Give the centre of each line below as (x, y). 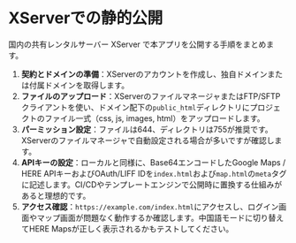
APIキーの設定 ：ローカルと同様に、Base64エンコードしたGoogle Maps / (153, 162)
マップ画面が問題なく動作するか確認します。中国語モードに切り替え (160, 217)
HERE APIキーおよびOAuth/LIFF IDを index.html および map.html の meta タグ (154, 173)
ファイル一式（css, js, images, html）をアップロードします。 (155, 118)
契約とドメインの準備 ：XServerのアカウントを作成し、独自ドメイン (144, 74)
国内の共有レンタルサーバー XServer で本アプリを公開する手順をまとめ (137, 44)
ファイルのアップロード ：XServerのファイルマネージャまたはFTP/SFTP (151, 96)
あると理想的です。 (56, 195)
